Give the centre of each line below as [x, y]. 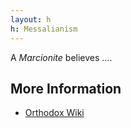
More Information [66, 88]
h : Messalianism [44, 29]
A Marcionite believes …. [61, 57]
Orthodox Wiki [54, 113]
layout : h [31, 19]
